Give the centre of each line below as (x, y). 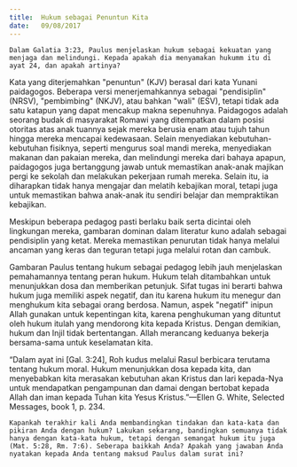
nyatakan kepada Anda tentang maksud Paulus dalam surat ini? (126, 454)
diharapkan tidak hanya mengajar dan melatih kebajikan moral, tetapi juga (144, 185)
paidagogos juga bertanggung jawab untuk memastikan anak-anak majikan (146, 167)
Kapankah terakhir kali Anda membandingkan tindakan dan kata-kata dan (144, 423)
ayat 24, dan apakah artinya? (65, 66)
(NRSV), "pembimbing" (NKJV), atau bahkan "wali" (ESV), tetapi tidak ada (144, 101)
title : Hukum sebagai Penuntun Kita (79, 17)
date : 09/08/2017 (45, 26)
